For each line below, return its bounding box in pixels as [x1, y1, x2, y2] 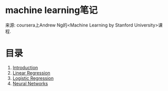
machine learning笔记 [5, 4, 98, 16]
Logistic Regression [12, 75, 54, 81]
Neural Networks [12, 80, 48, 86]
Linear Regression [12, 69, 50, 75]
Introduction [12, 64, 38, 70]
